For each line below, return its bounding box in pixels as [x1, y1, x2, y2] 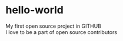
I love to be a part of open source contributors [5, 28, 118, 35]
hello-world [5, 3, 64, 17]
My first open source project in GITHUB [5, 23, 101, 29]
